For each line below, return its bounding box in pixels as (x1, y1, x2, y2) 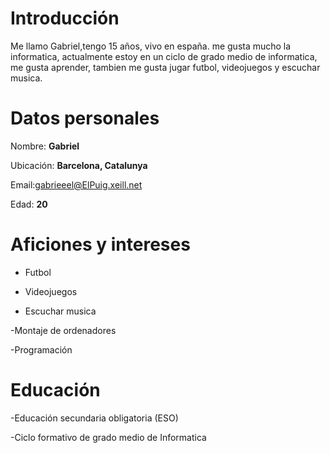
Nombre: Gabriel (10, 140, 80, 152)
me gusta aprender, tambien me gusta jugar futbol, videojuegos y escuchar (10, 61, 321, 73)
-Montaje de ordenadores (10, 324, 117, 336)
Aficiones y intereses (10, 233, 191, 256)
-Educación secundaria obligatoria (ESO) (10, 412, 179, 424)
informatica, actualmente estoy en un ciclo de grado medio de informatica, (10, 50, 318, 62)
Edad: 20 (10, 198, 48, 210)
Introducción (10, 7, 120, 30)
